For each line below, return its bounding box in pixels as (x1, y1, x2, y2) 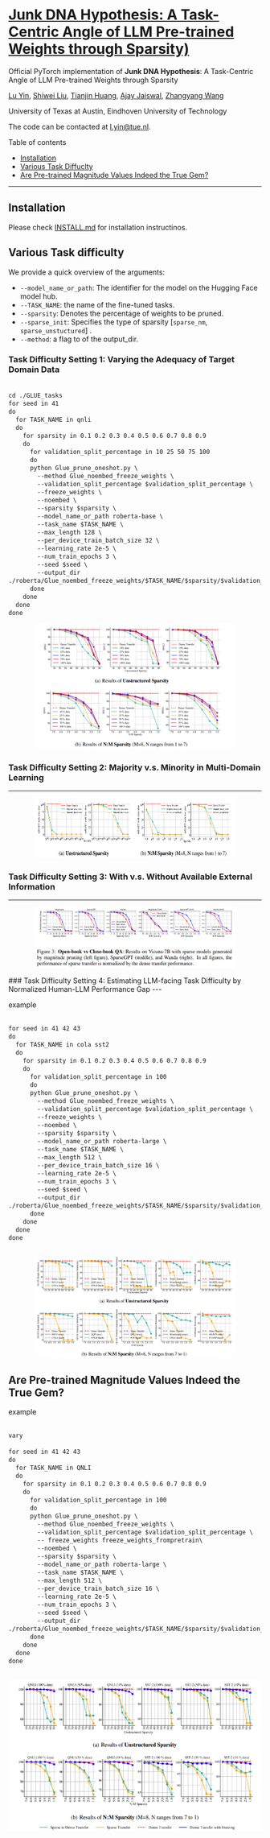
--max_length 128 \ (37, 528, 103, 536)
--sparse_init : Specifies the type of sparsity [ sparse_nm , (19, 316, 208, 327)
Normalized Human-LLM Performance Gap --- (8, 985, 162, 994)
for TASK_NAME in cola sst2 (15, 1041, 110, 1049)
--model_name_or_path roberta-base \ (37, 512, 163, 520)
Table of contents (8, 137, 67, 147)
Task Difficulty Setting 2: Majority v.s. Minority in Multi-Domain (8, 762, 261, 773)
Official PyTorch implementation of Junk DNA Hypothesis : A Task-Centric (8, 66, 254, 76)
